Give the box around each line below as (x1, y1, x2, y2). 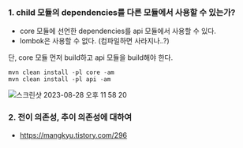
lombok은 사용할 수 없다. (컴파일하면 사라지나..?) (19, 36, 170, 46)
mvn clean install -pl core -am (8, 68, 114, 76)
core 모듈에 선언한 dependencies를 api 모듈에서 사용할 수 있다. (19, 26, 217, 36)
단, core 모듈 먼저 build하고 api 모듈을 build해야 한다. (8, 53, 174, 62)
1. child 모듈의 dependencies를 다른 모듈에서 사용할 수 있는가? (8, 6, 236, 17)
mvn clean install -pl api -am (8, 76, 111, 83)
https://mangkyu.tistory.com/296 (19, 130, 128, 139)
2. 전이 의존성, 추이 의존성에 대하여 (8, 112, 133, 123)
